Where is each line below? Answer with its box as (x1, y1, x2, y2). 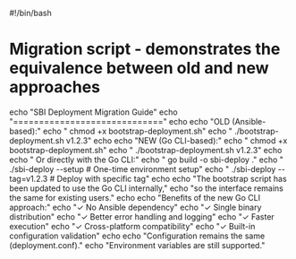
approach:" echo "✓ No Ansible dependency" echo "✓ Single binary (9, 202, 262, 212)
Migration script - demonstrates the (9, 39, 281, 59)
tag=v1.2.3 (9, 173, 48, 184)
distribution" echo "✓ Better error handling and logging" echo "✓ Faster (9, 211, 275, 222)
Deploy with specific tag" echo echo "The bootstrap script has (56, 173, 288, 184)
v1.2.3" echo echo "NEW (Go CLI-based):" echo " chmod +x (65, 134, 288, 146)
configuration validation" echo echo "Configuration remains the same (9, 230, 266, 241)
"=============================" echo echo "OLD (9, 116, 231, 126)
